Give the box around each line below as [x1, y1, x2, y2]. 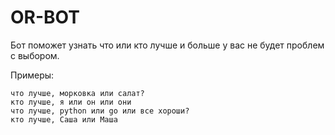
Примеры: [10, 69, 55, 81]
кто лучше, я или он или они [10, 97, 132, 107]
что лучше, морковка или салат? [10, 88, 145, 98]
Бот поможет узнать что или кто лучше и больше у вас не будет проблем [10, 39, 325, 51]
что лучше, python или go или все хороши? [10, 106, 190, 116]
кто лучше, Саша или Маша [10, 114, 118, 125]
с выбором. [10, 49, 60, 61]
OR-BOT [10, 6, 80, 29]
